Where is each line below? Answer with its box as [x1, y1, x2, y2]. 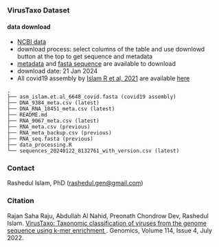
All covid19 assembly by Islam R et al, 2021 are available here [16, 74, 190, 82]
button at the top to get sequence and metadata [16, 52, 153, 60]
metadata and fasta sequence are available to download [16, 60, 176, 68]
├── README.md [7, 112, 48, 119]
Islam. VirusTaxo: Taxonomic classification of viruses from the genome [7, 219, 207, 227]
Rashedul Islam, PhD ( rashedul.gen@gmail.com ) [7, 179, 143, 187]
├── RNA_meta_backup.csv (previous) [7, 130, 112, 137]
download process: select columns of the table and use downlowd [16, 45, 205, 54]
